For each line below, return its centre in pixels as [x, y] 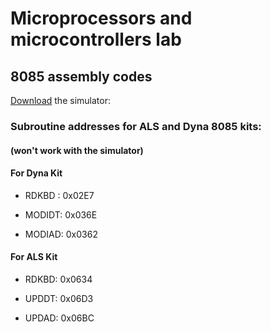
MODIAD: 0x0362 [61, 234]
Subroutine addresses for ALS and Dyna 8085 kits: [136, 126]
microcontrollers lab [96, 39]
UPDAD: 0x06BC [59, 318]
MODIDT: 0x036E [61, 214]
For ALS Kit [34, 257]
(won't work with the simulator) [77, 150]
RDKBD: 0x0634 [58, 279]
